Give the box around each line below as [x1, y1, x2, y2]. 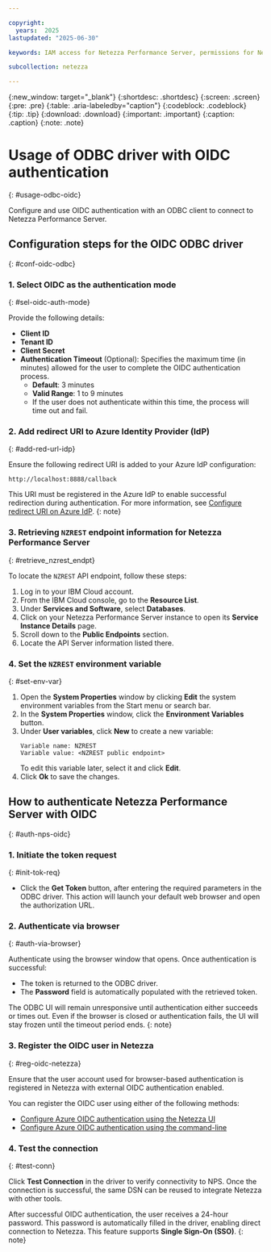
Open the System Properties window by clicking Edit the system [19, 692, 236, 702]
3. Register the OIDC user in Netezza [8, 1040, 155, 1051]
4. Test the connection [8, 1142, 98, 1154]
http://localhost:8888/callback [8, 475, 117, 484]
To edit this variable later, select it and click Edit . [19, 763, 181, 773]
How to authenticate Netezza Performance [8, 795, 228, 809]
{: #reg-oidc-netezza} [8, 1058, 81, 1068]
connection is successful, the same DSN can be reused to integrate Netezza [8, 1185, 262, 1195]
